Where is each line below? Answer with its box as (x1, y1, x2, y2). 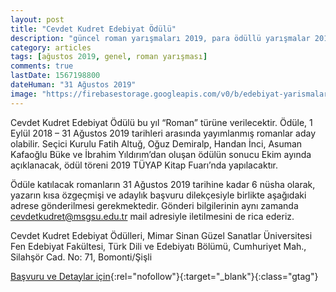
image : (10, 89, 38, 99)
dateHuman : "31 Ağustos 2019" (10, 80, 137, 90)
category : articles (10, 42, 92, 53)
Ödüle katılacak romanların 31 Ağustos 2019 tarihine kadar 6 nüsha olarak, (10, 178, 316, 190)
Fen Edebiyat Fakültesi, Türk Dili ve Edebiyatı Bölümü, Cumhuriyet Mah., (10, 240, 307, 252)
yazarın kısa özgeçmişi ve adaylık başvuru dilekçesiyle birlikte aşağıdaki (10, 189, 307, 201)
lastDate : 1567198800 (10, 71, 101, 81)
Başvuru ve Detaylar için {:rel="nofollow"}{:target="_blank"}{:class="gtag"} (10, 270, 319, 282)
